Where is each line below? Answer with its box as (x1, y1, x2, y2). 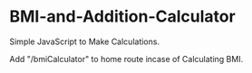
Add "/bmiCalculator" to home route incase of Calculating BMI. (9, 53, 244, 64)
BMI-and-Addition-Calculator (9, 6, 236, 27)
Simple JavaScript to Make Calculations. (9, 36, 160, 47)
